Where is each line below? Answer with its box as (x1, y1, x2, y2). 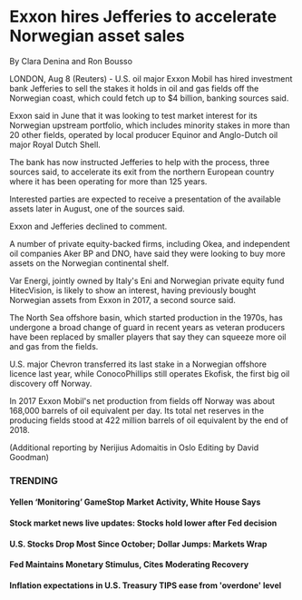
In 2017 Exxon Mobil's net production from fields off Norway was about (9, 395, 275, 406)
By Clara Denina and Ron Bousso (9, 55, 133, 66)
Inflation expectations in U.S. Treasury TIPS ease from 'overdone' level (9, 579, 282, 591)
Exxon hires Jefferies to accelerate (9, 6, 278, 27)
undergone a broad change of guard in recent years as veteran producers (9, 321, 286, 332)
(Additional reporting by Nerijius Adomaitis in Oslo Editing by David (9, 442, 259, 453)
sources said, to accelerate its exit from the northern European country (9, 166, 275, 177)
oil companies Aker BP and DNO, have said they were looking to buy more (9, 248, 286, 259)
